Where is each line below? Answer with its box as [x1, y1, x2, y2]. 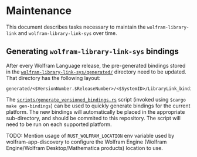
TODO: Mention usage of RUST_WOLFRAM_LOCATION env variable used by [6, 132, 175, 139]
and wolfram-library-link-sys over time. [18, 29, 117, 36]
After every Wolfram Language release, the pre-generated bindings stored [6, 62, 186, 69]
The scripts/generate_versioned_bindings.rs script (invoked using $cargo [6, 96, 186, 103]
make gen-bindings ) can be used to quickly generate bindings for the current [6, 102, 191, 109]
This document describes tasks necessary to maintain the [6, 23, 146, 30]
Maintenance [6, 4, 72, 18]
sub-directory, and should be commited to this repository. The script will [6, 114, 181, 121]
